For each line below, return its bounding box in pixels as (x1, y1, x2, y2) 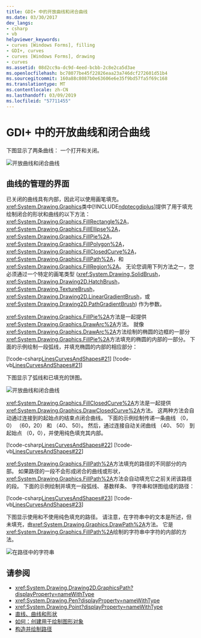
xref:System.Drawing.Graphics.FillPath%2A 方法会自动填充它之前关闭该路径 (6, 475, 192, 483)
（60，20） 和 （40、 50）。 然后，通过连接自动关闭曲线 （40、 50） (16, 422, 188, 429)
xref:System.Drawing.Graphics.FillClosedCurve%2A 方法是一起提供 (6, 399, 172, 407)
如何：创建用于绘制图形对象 (14, 618, 84, 625)
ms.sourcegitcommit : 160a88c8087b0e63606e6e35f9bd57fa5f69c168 (6, 76, 168, 82)
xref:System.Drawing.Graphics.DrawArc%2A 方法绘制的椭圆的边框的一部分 (6, 328, 190, 336)
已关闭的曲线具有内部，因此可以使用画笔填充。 (6, 195, 122, 203)
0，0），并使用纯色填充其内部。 (28, 429, 107, 437)
